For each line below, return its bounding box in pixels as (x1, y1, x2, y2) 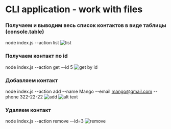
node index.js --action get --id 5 (5, 64, 73, 70)
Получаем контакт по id (5, 53, 68, 60)
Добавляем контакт (5, 76, 58, 84)
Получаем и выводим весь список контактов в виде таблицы (5, 22, 166, 29)
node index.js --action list (5, 40, 59, 46)
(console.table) (5, 28, 44, 35)
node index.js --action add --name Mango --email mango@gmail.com (5, 88, 153, 95)
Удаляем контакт (5, 107, 51, 113)
